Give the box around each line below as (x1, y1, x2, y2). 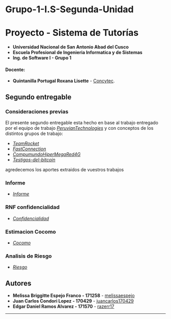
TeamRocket (12, 141, 39, 147)
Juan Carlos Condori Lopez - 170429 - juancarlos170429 (12, 298, 134, 304)
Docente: (5, 66, 25, 73)
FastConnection (12, 146, 46, 152)
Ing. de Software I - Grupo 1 (12, 55, 72, 61)
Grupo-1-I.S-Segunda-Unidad (5, 4, 134, 15)
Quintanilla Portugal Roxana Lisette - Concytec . (12, 78, 115, 84)
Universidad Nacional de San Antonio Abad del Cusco (12, 44, 129, 50)
